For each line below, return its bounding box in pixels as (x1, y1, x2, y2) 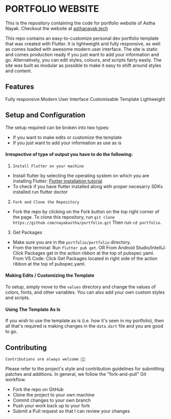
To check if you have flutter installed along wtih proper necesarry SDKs (12, 183, 163, 189)
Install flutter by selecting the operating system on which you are (12, 172, 150, 178)
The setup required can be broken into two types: (5, 124, 110, 130)
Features (5, 83, 34, 91)
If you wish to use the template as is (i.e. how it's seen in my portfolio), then (5, 318, 164, 324)
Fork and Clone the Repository (12, 199, 80, 204)
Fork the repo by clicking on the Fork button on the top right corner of (12, 208, 160, 215)
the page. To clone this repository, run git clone (12, 214, 115, 220)
